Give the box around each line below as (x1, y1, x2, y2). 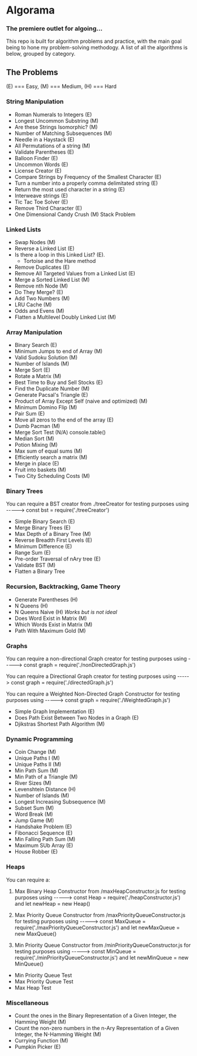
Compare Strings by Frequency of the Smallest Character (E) (14, 173, 162, 180)
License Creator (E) (14, 167, 62, 174)
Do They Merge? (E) (14, 288, 63, 295)
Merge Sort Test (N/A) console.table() (14, 429, 106, 436)
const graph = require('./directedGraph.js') (11, 679, 114, 686)
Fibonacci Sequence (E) (14, 829, 73, 836)
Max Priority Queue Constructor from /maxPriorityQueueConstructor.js (14, 911, 186, 919)
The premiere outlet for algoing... (6, 25, 103, 33)
